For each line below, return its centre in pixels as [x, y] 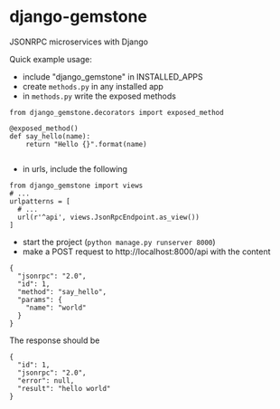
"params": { [40, 300]
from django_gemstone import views [76, 185]
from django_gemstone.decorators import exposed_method [117, 112]
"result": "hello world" [64, 388]
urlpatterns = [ [40, 201]
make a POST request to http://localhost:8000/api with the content [146, 252]
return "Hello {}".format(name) [86, 144]
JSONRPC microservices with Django [79, 42]
